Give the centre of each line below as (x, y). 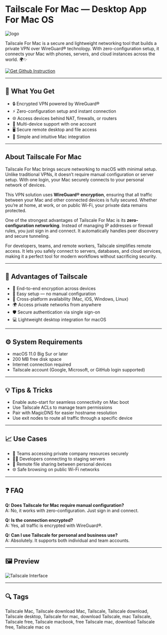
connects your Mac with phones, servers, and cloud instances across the (80, 54)
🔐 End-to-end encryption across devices (54, 289)
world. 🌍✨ (16, 59)
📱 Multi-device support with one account (54, 124)
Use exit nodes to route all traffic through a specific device (72, 418)
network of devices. (26, 185)
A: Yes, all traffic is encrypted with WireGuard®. (54, 525)
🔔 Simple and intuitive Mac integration (51, 137)
